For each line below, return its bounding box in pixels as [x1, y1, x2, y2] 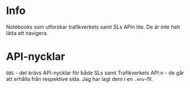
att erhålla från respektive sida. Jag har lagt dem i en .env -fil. [6, 75, 153, 82]
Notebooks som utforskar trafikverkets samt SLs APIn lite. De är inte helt [6, 23, 180, 30]
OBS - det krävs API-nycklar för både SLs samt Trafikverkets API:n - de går [6, 69, 184, 76]
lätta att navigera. [6, 29, 49, 36]
